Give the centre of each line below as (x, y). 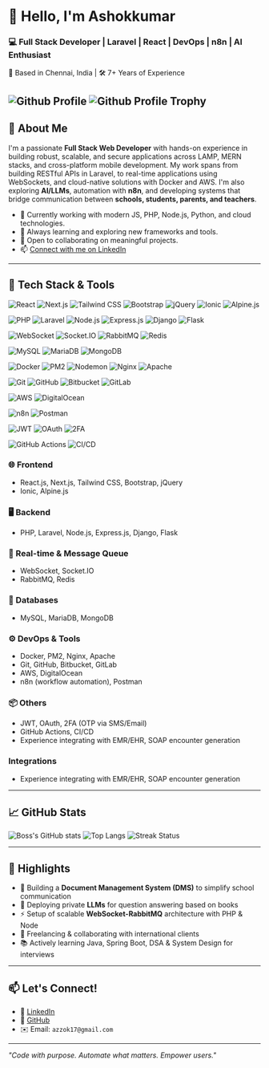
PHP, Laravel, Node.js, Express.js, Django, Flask (99, 533)
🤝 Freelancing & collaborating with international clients (110, 934)
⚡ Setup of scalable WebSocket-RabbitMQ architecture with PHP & (131, 914)
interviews (37, 955)
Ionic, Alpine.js (44, 491)
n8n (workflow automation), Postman (81, 681)
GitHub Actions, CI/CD (57, 732)
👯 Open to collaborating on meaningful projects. (99, 240)
